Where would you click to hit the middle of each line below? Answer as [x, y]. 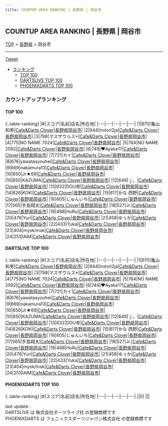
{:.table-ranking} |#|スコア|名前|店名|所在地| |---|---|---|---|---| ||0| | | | [77, 396]
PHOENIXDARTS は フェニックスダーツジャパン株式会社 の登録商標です [79, 418]
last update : [18, 406]
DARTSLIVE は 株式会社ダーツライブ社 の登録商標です [60, 412]
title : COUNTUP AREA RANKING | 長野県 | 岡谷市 [53, 10]
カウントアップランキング [36, 100]
